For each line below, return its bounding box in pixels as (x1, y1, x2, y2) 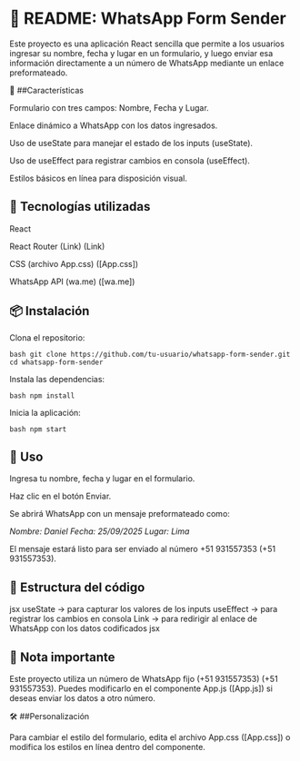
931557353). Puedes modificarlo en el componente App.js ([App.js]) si (9, 683, 273, 694)
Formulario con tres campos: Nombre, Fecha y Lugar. (9, 102, 209, 113)
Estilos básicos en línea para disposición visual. (9, 173, 188, 183)
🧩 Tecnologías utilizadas (9, 199, 151, 214)
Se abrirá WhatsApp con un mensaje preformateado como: (9, 509, 230, 519)
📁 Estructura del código (9, 579, 145, 595)
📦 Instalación (9, 303, 90, 319)
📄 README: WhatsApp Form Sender (9, 8, 286, 29)
